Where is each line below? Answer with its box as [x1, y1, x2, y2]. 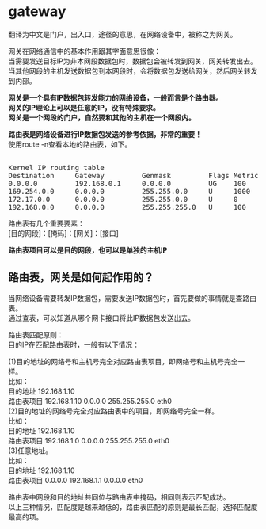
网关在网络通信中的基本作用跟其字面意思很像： [8, 46, 161, 55]
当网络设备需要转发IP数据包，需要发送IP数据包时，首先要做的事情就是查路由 [8, 293, 257, 303]
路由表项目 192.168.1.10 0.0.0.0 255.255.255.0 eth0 [8, 396, 173, 405]
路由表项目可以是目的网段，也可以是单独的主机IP [8, 245, 168, 255]
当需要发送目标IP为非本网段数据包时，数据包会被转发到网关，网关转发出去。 [8, 56, 257, 66]
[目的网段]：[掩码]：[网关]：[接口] [8, 228, 119, 238]
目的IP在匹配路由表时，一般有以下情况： [8, 340, 140, 349]
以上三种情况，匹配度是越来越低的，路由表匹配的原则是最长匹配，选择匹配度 [8, 502, 258, 512]
